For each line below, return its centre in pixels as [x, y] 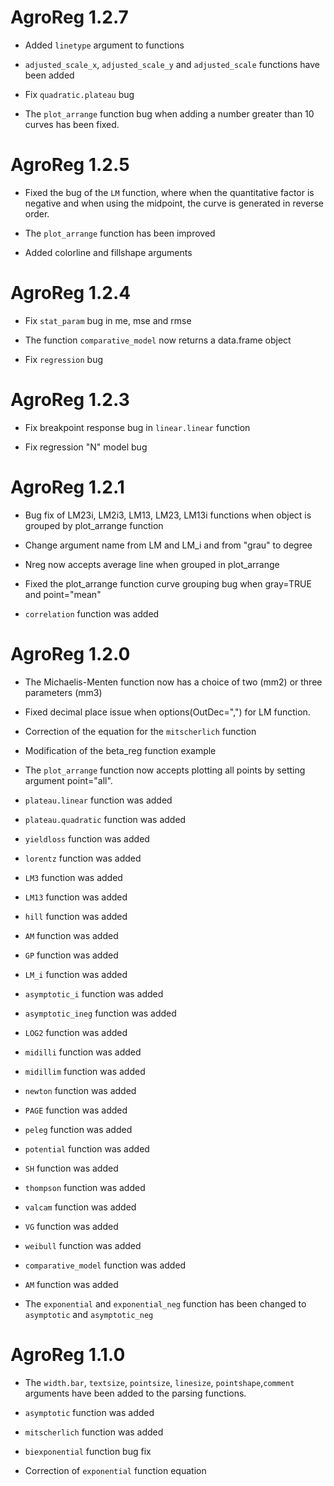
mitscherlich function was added [94, 1432]
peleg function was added [78, 1129]
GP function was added [71, 955]
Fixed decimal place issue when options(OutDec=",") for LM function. [167, 712]
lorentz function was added [83, 858]
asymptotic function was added [89, 1412]
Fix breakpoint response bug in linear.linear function [137, 427]
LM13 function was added [76, 897]
